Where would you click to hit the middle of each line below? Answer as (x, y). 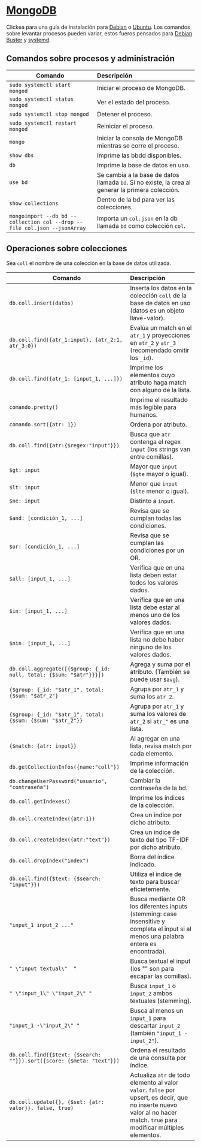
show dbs (22, 155)
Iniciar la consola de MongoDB (140, 138)
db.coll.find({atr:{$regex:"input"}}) (64, 445)
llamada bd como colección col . (141, 225)
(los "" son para (152, 968)
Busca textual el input (160, 961)
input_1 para (148, 1018)
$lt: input (25, 487)
